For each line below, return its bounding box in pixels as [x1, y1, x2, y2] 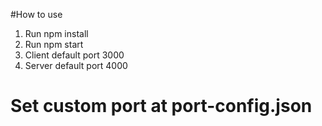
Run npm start [24, 39, 84, 50]
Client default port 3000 [24, 49, 125, 61]
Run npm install [24, 28, 89, 39]
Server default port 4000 [24, 60, 128, 71]
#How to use [10, 9, 63, 20]
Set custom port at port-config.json [10, 95, 313, 118]
